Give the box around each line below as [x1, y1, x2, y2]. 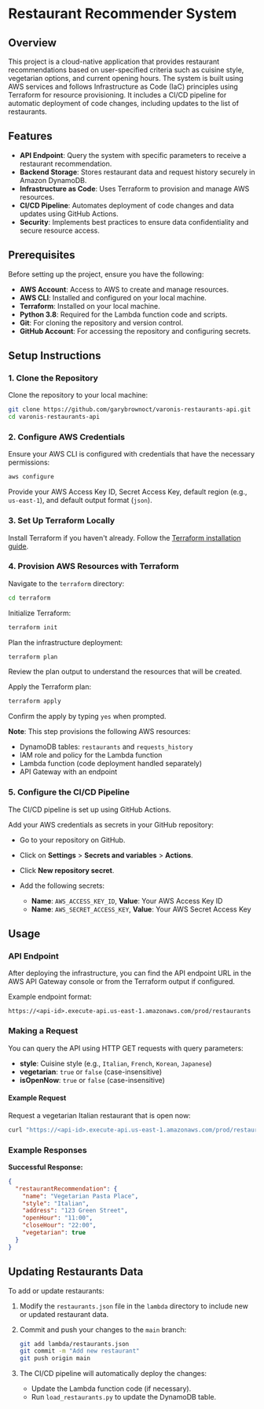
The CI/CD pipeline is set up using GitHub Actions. [8, 805, 171, 814]
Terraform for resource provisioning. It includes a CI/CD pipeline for [8, 90, 227, 99]
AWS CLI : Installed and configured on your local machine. [19, 292, 207, 303]
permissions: [8, 457, 50, 468]
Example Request [8, 1093, 67, 1103]
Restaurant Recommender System [8, 5, 237, 23]
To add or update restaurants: [8, 1286, 104, 1295]
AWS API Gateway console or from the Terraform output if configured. [8, 977, 236, 986]
